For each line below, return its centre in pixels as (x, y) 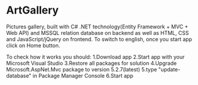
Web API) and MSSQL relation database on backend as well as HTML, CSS (98, 32)
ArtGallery (32, 10)
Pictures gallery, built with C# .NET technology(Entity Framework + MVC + (97, 27)
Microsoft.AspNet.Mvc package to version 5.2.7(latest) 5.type (82, 69)
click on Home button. (33, 45)
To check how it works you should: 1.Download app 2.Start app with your (95, 57)
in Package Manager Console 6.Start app (83, 76)
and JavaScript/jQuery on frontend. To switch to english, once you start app (99, 39)
